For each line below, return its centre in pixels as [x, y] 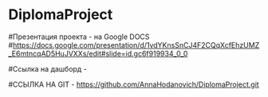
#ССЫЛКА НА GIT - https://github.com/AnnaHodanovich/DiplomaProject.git [134, 84]
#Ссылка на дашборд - [48, 68]
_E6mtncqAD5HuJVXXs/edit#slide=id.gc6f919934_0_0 [98, 53]
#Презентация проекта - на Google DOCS [79, 37]
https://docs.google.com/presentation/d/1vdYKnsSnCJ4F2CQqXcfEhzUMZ [136, 45]
